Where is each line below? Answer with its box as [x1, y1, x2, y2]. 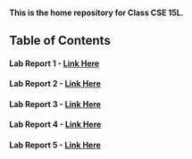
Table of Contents [9, 32, 112, 48]
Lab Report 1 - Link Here [9, 58, 100, 69]
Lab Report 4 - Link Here [9, 119, 102, 130]
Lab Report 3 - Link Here [9, 98, 101, 109]
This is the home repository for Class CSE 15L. [9, 7, 185, 18]
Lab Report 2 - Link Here [9, 79, 101, 89]
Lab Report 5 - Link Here [9, 139, 101, 150]
